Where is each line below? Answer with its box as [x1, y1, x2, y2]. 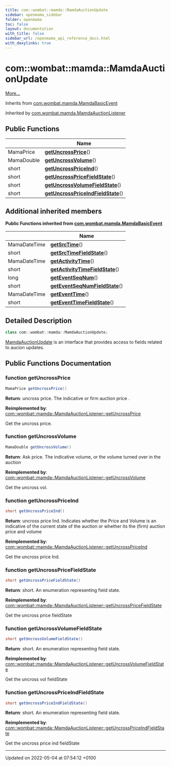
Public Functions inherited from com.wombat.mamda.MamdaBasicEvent [5, 220, 163, 226]
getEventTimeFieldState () [50, 299, 115, 306]
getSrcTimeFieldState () [50, 249, 108, 257]
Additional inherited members [5, 207, 102, 215]
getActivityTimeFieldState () [50, 266, 120, 273]
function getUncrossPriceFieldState [5, 566, 97, 573]
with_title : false [5, 31, 44, 36]
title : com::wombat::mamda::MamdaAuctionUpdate [5, 7, 108, 13]
